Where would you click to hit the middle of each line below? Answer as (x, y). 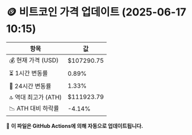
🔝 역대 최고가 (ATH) (36, 97)
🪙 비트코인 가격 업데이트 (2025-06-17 (96, 12)
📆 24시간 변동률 (30, 86)
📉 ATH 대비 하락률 (34, 108)
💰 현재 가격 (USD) (34, 60)
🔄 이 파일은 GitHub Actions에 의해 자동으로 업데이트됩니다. (75, 126)
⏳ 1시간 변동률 (29, 73)
